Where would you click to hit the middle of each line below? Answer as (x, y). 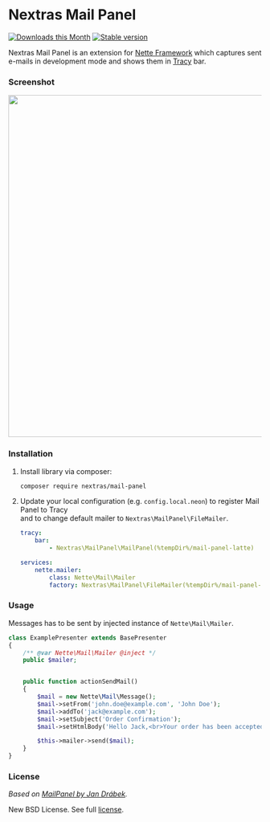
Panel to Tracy (44, 510)
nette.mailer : (58, 570)
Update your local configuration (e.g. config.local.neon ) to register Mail (139, 501)
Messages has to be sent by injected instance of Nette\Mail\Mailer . (121, 623)
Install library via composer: (66, 471)
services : (37, 563)
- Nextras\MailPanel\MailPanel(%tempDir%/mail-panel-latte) (152, 548)
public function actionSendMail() (80, 682)
